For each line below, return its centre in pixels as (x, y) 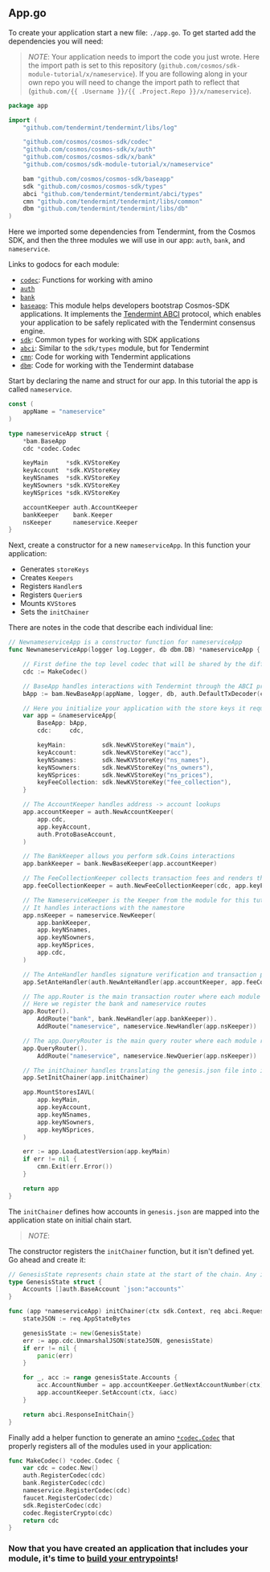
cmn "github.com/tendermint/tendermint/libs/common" (113, 201)
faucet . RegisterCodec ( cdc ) (68, 1498)
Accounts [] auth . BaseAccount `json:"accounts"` (104, 1289)
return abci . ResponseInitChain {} (79, 1414)
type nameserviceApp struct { (59, 433)
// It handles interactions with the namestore (104, 907)
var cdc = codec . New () (61, 1468)
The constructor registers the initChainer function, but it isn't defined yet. (131, 1251)
